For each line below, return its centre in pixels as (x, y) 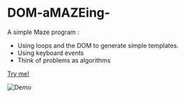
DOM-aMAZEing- (59, 13)
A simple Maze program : (43, 32)
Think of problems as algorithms (64, 60)
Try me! (18, 74)
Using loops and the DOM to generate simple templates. (98, 45)
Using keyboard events (51, 53)
